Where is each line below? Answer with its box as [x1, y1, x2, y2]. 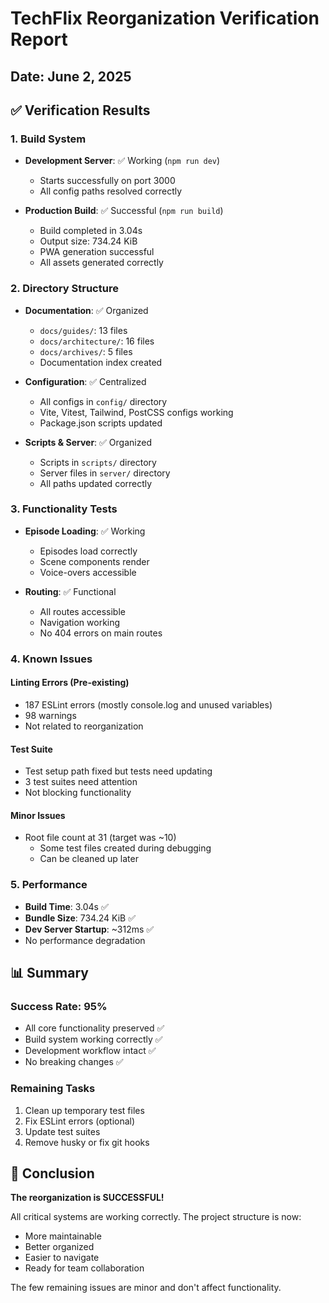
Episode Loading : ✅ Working [24, 525, 146, 537]
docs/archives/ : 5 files [39, 345, 133, 357]
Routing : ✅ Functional [24, 585, 117, 597]
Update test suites [24, 1125, 101, 1137]
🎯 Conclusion [10, 1165, 95, 1182]
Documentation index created [39, 356, 163, 368]
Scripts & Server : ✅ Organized [24, 436, 152, 448]
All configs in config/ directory [39, 395, 168, 407]
